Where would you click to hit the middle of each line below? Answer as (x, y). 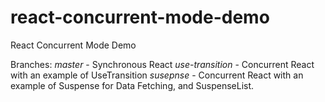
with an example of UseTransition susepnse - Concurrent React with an (157, 75)
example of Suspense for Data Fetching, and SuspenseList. (132, 85)
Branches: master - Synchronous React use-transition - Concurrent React (162, 64)
